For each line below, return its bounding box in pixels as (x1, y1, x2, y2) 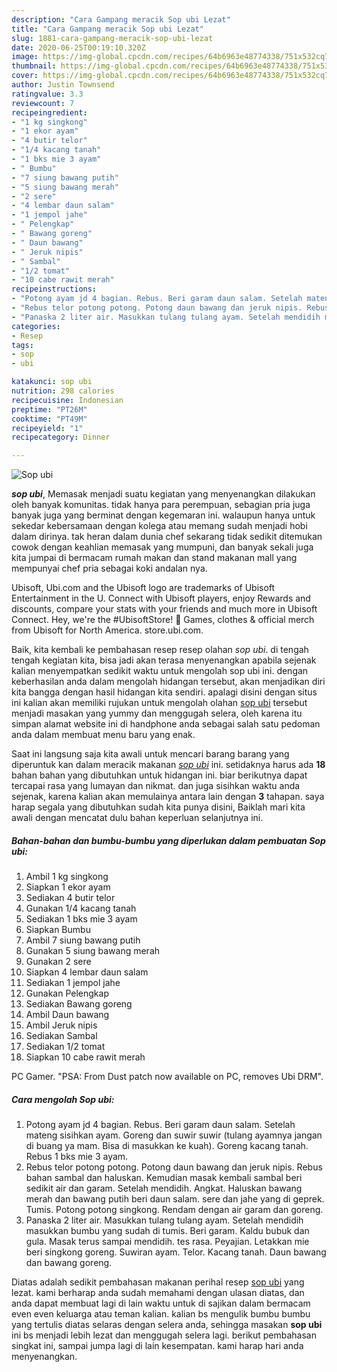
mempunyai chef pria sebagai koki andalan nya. (11, 562, 208, 575)
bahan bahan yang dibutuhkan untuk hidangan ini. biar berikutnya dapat (11, 769, 308, 781)
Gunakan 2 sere (25, 956, 92, 968)
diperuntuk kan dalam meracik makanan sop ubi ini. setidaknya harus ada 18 (11, 759, 326, 771)
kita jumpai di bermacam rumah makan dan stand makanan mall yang (11, 552, 298, 564)
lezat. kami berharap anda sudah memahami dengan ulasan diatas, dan (11, 1287, 305, 1299)
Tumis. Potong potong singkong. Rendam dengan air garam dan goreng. (25, 1204, 324, 1216)
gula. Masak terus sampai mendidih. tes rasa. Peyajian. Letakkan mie (25, 1236, 310, 1248)
